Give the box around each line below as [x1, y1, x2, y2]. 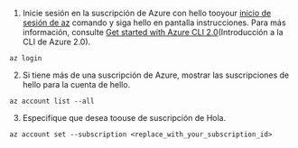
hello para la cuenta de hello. [22, 79, 131, 89]
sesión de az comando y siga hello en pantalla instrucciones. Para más [22, 17, 286, 28]
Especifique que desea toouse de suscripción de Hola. [22, 113, 227, 123]
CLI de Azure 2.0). [22, 36, 91, 47]
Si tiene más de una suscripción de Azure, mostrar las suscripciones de [22, 69, 290, 80]
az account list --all [9, 97, 95, 106]
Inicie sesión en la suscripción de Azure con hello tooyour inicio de [22, 8, 272, 18]
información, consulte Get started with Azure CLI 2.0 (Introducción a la [22, 27, 284, 37]
